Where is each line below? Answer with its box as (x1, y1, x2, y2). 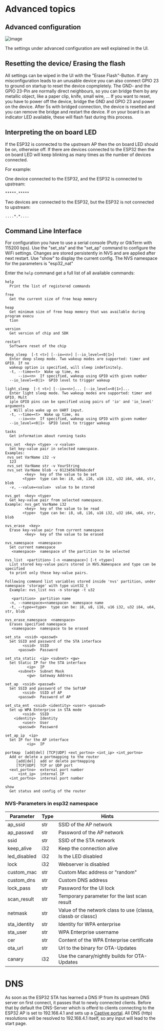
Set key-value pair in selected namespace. (9, 447, 99, 451)
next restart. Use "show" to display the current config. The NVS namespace (5, 255, 158, 261)
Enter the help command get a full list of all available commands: (5, 270, 135, 276)
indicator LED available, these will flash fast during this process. (5, 114, 133, 120)
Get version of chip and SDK (9, 331, 69, 336)
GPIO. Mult (5, 395, 27, 400)
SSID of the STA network (58, 837, 115, 844)
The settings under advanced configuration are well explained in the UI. (5, 45, 149, 51)
